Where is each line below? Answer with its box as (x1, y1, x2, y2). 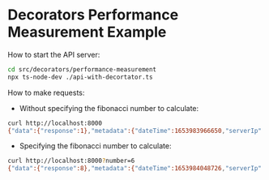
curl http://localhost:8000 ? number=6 (7, 156, 135, 165)
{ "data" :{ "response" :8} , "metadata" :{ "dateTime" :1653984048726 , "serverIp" (7, 165, 263, 173)
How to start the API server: (7, 49, 100, 59)
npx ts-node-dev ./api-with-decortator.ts (7, 73, 153, 81)
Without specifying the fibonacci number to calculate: (19, 103, 199, 113)
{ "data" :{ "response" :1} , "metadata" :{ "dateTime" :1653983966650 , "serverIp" (7, 126, 263, 135)
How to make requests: (7, 88, 85, 97)
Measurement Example (7, 23, 167, 41)
